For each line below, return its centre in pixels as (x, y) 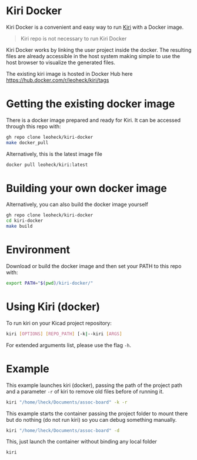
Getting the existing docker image (91, 104)
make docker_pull (27, 142)
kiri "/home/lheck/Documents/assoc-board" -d (63, 431)
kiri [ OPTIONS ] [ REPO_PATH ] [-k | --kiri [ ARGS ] (64, 334)
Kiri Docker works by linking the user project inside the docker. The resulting (99, 50)
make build (19, 226)
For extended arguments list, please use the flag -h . (69, 345)
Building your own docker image (87, 188)
